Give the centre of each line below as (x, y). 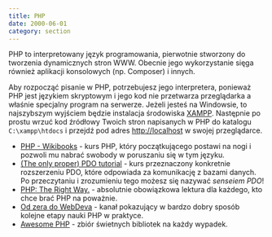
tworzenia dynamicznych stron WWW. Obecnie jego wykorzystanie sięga (131, 63)
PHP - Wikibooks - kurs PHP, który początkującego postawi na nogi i (136, 147)
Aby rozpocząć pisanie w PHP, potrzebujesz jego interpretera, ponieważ (130, 87)
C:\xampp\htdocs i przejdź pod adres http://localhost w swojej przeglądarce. (136, 130)
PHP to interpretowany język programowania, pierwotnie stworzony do (127, 55)
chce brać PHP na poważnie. (69, 198)
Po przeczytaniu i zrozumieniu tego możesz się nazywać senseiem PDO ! (142, 181)
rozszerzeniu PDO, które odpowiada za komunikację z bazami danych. (138, 173)
